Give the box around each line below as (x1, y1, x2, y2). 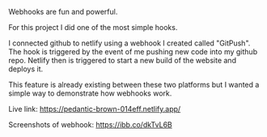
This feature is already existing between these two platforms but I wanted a (8, 80, 260, 89)
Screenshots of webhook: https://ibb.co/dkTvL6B (8, 120, 172, 129)
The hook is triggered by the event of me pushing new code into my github (8, 47, 257, 56)
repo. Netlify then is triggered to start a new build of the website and (8, 56, 237, 65)
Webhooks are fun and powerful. (8, 7, 118, 16)
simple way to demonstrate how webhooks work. (8, 88, 172, 98)
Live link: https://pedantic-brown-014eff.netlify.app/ (8, 105, 181, 113)
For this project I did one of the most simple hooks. (8, 23, 178, 32)
